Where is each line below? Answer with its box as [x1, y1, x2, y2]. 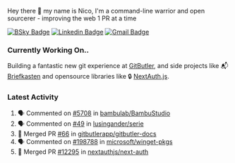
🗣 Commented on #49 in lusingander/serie [17, 119, 144, 128]
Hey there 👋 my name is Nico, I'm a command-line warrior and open [7, 7, 205, 15]
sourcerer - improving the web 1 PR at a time [7, 14, 137, 22]
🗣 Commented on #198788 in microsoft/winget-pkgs [17, 137, 173, 145]
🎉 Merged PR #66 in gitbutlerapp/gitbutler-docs [17, 129, 157, 138]
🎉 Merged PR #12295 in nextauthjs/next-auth [17, 148, 149, 156]
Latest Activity [7, 92, 59, 102]
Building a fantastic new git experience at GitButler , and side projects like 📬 [7, 62, 229, 70]
